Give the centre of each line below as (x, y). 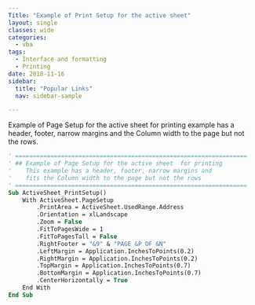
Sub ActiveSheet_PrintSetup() (58, 193)
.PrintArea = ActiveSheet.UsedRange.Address (110, 208)
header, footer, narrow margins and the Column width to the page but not (126, 134)
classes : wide (31, 30)
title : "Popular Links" (54, 88)
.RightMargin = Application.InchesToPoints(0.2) (117, 259)
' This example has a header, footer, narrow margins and (110, 171)
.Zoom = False (59, 222)
